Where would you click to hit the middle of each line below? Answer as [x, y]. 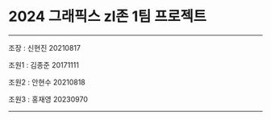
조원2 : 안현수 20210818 [47, 82]
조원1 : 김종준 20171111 [44, 64]
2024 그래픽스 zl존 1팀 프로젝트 [108, 17]
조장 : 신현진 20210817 [44, 48]
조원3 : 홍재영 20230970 [48, 99]
